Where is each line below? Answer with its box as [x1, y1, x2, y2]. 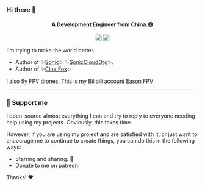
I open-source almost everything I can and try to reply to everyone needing [6, 112, 195, 120]
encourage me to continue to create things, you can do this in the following [6, 137, 195, 145]
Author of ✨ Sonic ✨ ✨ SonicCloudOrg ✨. [15, 59, 114, 66]
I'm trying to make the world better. [6, 47, 95, 54]
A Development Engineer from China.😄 [51, 21, 154, 28]
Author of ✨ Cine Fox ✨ [15, 65, 72, 73]
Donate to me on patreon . [15, 162, 80, 170]
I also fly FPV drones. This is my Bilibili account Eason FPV [6, 77, 154, 85]
